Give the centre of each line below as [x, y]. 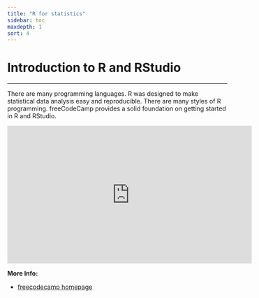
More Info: [23, 274]
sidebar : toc [26, 20]
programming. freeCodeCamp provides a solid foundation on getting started [117, 108]
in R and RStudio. [32, 116]
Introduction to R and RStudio [94, 68]
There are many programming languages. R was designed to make [103, 94]
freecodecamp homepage [55, 287]
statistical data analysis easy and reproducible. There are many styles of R [114, 101]
